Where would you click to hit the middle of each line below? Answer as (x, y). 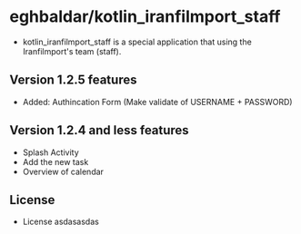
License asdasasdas (61, 222)
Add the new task (55, 161)
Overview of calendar (63, 171)
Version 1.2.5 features (73, 80)
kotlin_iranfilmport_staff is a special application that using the (137, 42)
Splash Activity (50, 152)
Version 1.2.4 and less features (99, 130)
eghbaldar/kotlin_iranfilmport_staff (145, 17)
